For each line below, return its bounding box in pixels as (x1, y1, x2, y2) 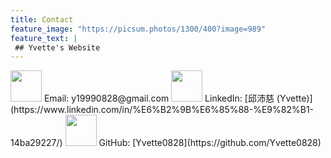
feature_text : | (10, 33, 78, 43)
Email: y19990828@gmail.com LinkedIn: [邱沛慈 (43, 92, 275, 105)
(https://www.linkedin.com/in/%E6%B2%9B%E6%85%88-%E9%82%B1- (10, 104, 315, 116)
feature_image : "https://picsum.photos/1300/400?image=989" (10, 24, 267, 34)
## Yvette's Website (14, 42, 101, 53)
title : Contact (10, 14, 74, 25)
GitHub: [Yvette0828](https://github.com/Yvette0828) (98, 137, 322, 149)
